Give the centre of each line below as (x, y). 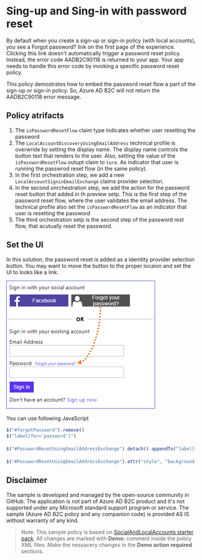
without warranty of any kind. (43, 520)
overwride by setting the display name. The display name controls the (101, 149)
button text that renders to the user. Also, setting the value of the (95, 156)
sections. (32, 551)
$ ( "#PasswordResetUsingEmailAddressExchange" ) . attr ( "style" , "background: (102, 461)
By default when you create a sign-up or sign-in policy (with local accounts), (101, 40)
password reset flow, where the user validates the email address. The (101, 200)
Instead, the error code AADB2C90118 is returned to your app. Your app (95, 59)
